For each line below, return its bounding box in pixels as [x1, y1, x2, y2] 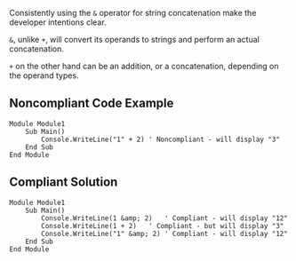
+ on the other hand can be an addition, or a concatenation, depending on [9, 61, 279, 71]
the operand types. [9, 70, 79, 81]
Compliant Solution [9, 175, 118, 190]
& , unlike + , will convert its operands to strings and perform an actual [9, 35, 260, 44]
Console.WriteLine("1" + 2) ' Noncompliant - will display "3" [41, 135, 280, 144]
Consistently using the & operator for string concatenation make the [9, 8, 257, 18]
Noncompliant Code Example [9, 96, 174, 111]
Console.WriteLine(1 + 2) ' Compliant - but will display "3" [41, 221, 284, 230]
